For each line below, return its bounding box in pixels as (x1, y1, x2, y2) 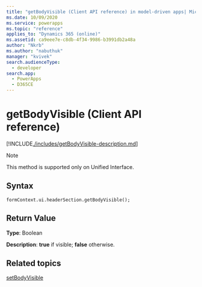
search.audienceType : (6, 59, 61, 65)
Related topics (6, 258, 61, 268)
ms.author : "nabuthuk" (6, 48, 63, 54)
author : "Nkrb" (6, 43, 44, 49)
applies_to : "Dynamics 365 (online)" (6, 31, 101, 37)
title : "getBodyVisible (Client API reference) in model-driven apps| (6, 8, 187, 15)
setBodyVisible (6, 274, 44, 282)
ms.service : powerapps (6, 20, 63, 26)
